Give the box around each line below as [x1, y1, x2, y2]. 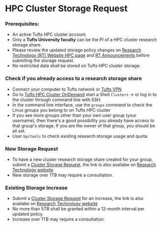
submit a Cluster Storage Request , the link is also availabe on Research [12, 162, 156, 168]
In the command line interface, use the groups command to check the [12, 101, 153, 108]
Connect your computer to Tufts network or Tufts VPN [12, 86, 122, 92]
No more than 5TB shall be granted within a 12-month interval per [12, 206, 145, 212]
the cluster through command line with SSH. [12, 97, 102, 102]
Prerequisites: [5, 21, 40, 27]
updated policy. [12, 211, 44, 217]
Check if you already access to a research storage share [5, 75, 142, 82]
